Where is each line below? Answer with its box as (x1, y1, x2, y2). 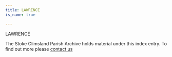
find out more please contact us (5, 46, 73, 52)
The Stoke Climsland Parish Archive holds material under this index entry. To (5, 40, 167, 46)
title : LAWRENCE (5, 7, 40, 13)
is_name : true (5, 12, 36, 17)
